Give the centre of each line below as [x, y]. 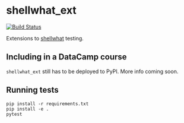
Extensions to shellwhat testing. [45, 38]
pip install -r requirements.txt [47, 104]
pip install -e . [28, 109]
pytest [14, 114]
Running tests [33, 90]
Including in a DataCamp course [66, 57]
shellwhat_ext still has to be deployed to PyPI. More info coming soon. [92, 71]
